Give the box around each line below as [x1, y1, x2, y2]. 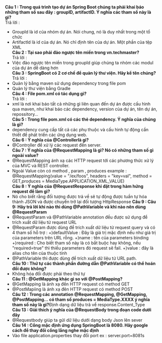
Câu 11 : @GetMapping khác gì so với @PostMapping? [12, 276, 123, 281]
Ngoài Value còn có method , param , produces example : [12, 168, 127, 173]
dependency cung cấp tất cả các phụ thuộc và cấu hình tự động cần [12, 127, 149, 132]
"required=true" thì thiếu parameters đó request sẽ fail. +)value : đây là [12, 245, 154, 251]
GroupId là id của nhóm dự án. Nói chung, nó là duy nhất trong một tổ [12, 29, 151, 34]
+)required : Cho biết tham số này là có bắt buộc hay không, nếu [12, 240, 141, 246]
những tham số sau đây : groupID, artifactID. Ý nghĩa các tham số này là [5, 9, 151, 15]
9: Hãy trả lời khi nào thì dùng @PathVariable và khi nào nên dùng [12, 204, 146, 210]
